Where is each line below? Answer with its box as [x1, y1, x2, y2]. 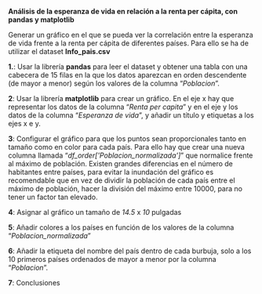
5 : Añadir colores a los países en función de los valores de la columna [8, 223, 235, 232]
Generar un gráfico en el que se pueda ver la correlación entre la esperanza [8, 31, 253, 39]
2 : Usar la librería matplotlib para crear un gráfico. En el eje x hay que [8, 94, 235, 103]
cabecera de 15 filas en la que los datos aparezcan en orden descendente [8, 71, 247, 79]
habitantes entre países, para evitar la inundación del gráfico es [8, 168, 214, 176]
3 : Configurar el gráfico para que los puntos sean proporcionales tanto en [8, 134, 247, 143]
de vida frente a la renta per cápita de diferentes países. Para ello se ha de [8, 38, 249, 48]
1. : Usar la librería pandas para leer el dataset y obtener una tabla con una [8, 62, 249, 71]
